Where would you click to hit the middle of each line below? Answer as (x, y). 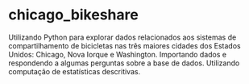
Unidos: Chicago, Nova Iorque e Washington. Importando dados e (118, 54)
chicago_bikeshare (73, 15)
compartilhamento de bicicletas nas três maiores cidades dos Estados (124, 45)
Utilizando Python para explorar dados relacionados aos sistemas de (122, 37)
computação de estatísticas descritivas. (75, 71)
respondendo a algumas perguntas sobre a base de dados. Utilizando (124, 63)
